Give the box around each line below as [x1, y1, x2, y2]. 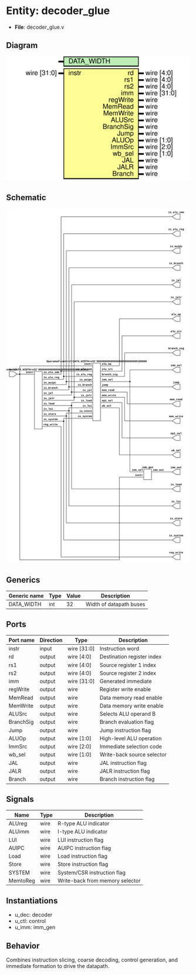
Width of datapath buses [86, 601, 146, 608]
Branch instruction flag [99, 776, 155, 783]
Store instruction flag [58, 861, 109, 868]
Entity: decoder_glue [6, 4, 110, 18]
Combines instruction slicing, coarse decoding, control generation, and [6, 956, 178, 963]
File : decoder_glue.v [14, 23, 65, 31]
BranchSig [8, 719, 34, 726]
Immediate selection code [99, 743, 163, 750]
